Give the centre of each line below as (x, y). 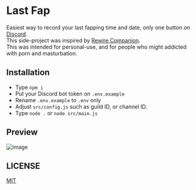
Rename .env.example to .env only (58, 100)
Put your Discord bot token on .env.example (70, 93)
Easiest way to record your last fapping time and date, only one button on (98, 27)
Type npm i (29, 87)
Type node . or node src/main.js (56, 113)
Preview (22, 132)
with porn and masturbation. (42, 53)
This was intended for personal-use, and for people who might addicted (96, 47)
